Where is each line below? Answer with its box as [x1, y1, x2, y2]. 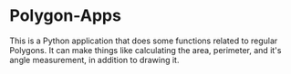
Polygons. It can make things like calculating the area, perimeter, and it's [9, 44, 282, 55]
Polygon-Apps [9, 5, 121, 26]
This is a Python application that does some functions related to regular [9, 35, 278, 46]
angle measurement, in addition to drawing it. [9, 54, 180, 65]
